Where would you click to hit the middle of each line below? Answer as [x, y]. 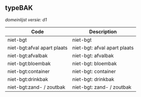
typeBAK [19, 8]
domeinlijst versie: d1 [26, 19]
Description [103, 32]
